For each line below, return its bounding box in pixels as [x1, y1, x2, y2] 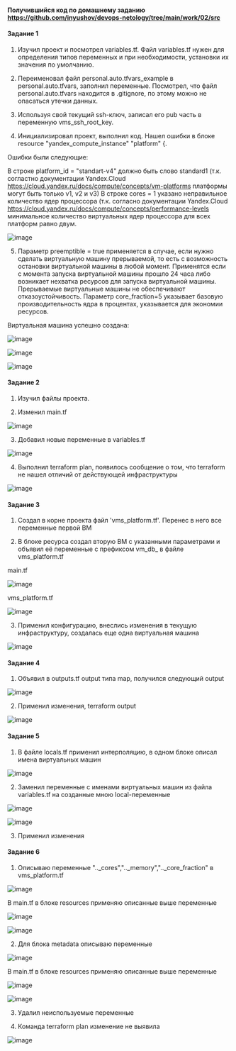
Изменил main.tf [17, 408, 67, 416]
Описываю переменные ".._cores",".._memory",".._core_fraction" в [17, 863, 214, 872]
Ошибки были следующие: [7, 152, 89, 161]
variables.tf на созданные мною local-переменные [17, 790, 171, 799]
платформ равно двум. [7, 219, 77, 228]
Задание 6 [7, 847, 40, 856]
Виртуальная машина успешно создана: [7, 321, 130, 329]
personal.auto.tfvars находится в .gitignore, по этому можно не [17, 89, 207, 97]
